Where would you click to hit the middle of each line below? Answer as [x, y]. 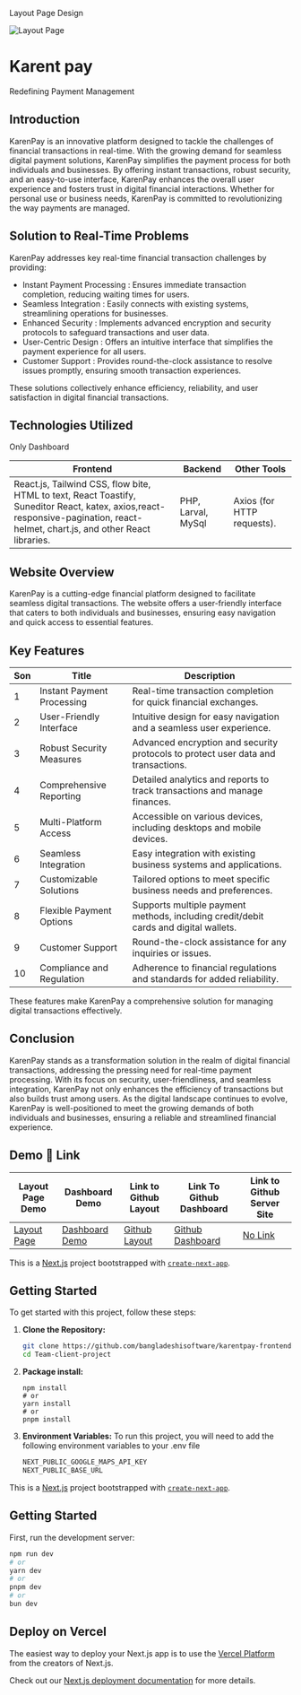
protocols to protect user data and [204, 754]
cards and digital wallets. [185, 927]
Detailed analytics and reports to [201, 779]
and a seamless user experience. [202, 728]
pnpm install [47, 1420]
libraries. [32, 540]
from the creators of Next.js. [61, 1663]
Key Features [47, 651]
